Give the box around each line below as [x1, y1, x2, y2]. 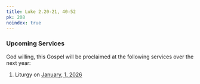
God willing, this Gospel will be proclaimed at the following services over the [6, 53, 194, 60]
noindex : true [6, 20, 42, 26]
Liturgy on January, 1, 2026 [14, 71, 82, 78]
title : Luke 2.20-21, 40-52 [6, 8, 76, 15]
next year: [6, 59, 31, 66]
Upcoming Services [6, 39, 64, 48]
